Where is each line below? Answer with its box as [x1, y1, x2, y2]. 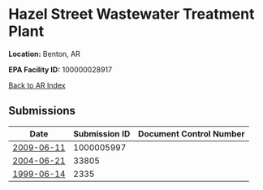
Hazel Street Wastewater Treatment [8, 5, 255, 24]
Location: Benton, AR [8, 49, 81, 58]
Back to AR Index [8, 80, 67, 90]
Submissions [8, 104, 75, 118]
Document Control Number [137, 127, 245, 139]
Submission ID [72, 127, 131, 139]
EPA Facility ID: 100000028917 [8, 64, 112, 74]
